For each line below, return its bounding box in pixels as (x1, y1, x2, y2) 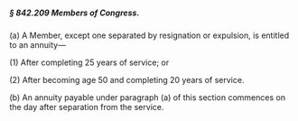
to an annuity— (9, 39, 66, 50)
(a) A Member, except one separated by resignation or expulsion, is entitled (9, 30, 290, 41)
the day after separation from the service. (9, 101, 164, 112)
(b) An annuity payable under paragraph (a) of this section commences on (9, 91, 286, 103)
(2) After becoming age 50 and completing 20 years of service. (9, 74, 245, 85)
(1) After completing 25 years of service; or (9, 57, 170, 68)
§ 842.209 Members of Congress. (9, 7, 140, 18)
